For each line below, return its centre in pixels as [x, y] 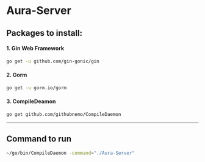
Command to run [39, 139]
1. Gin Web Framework [35, 49]
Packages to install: [45, 33]
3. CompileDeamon [31, 101]
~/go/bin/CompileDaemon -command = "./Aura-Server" [71, 153]
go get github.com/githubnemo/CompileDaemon [64, 114]
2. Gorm [17, 75]
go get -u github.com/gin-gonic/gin [53, 61]
